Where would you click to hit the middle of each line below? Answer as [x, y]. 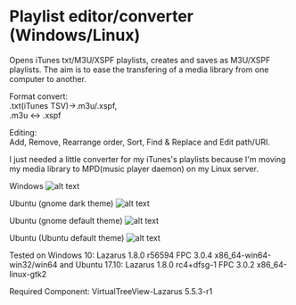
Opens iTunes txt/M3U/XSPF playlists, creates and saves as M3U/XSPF [140, 60]
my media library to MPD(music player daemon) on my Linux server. [134, 169]
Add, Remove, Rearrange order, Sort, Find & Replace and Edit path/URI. [140, 142]
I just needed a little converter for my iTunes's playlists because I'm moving [148, 159]
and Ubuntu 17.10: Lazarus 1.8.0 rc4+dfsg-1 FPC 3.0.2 [157, 264]
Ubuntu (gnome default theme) [66, 220]
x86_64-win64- [243, 255]
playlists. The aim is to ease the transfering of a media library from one [139, 70]
